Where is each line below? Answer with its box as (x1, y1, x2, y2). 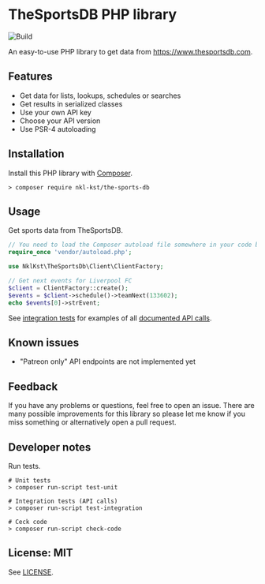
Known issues (8, 335, 80, 349)
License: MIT (8, 546, 73, 560)
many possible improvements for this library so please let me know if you (8, 409, 246, 419)
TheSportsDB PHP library (8, 6, 177, 24)
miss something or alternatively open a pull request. (8, 417, 177, 427)
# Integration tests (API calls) (8, 497, 118, 505)
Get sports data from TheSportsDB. (8, 226, 124, 235)
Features (8, 69, 53, 84)
